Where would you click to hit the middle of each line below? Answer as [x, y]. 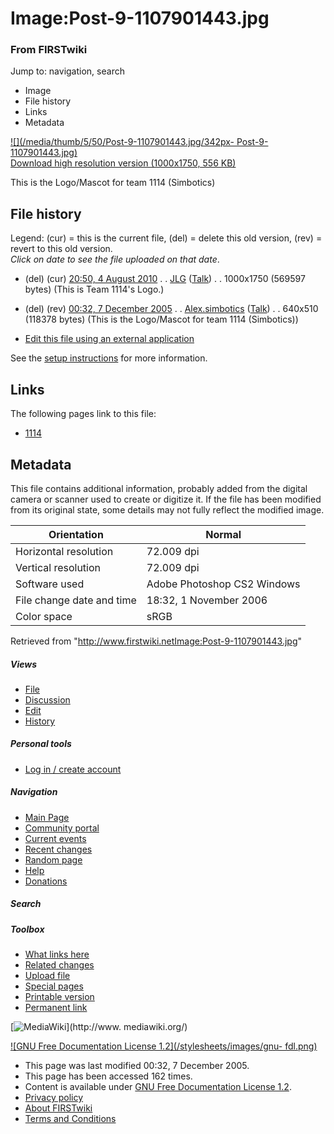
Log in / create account [73, 769]
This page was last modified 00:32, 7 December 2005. [137, 1066]
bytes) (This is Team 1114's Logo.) [94, 289]
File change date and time [76, 600]
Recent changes [58, 849]
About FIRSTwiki [58, 1108]
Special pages [54, 986]
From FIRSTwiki [49, 50]
